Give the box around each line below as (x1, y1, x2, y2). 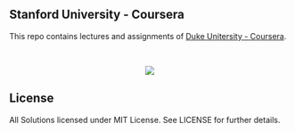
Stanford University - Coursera (9, 7, 185, 22)
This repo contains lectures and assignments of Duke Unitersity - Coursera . (9, 30, 287, 41)
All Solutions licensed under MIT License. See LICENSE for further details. (9, 114, 281, 125)
